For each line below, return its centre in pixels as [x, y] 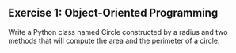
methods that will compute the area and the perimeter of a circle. [114, 40]
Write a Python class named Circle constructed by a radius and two [118, 32]
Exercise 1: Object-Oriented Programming [113, 13]
